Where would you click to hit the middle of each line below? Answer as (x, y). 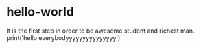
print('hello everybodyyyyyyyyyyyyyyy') (63, 37)
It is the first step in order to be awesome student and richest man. (100, 31)
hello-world (40, 12)
